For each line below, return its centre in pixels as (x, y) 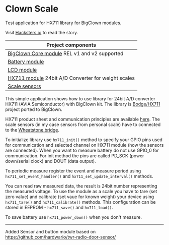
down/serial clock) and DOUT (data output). (51, 161)
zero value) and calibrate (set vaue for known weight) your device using (80, 197)
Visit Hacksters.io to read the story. (42, 32)
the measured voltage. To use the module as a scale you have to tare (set (81, 191)
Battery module (26, 62)
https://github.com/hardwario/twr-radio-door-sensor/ (61, 237)
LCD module (22, 70)
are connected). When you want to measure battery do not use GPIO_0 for (82, 150)
